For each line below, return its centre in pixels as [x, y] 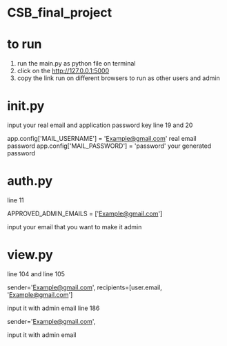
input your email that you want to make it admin [75, 227]
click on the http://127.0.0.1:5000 [63, 71]
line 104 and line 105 [36, 273]
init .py [26, 106]
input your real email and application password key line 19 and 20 [100, 125]
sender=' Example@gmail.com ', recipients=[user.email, [85, 287]
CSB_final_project [60, 13]
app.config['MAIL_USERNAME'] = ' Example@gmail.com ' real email [102, 139]
